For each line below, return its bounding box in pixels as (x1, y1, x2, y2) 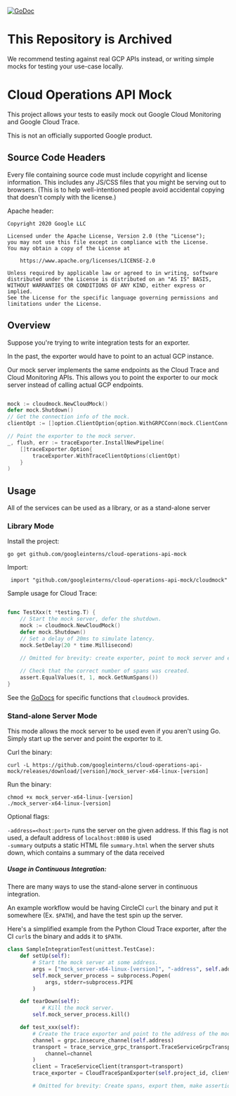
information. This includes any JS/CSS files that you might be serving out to (7, 178, 227, 186)
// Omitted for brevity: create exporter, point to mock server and (20, 654, 225, 662)
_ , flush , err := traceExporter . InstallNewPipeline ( (7, 439, 165, 446)
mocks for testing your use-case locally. (7, 62, 124, 70)
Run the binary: (7, 780, 51, 789)
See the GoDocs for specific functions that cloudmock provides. (7, 693, 190, 701)
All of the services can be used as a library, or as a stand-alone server (7, 504, 211, 512)
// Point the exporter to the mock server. (7, 433, 137, 440)
